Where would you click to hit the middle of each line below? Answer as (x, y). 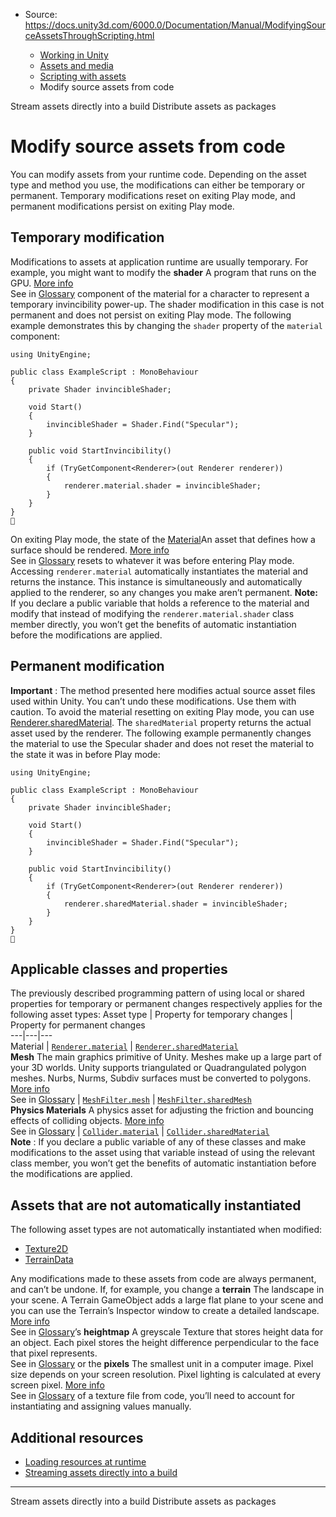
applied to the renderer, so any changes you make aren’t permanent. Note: (164, 592)
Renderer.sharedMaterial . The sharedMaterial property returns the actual (161, 722)
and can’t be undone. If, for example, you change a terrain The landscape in (167, 1290)
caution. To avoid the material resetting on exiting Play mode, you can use (162, 711)
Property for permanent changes (78, 1025)
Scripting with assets (83, 76)
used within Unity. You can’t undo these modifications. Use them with (153, 701)
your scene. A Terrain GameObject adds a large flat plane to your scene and (167, 1300)
